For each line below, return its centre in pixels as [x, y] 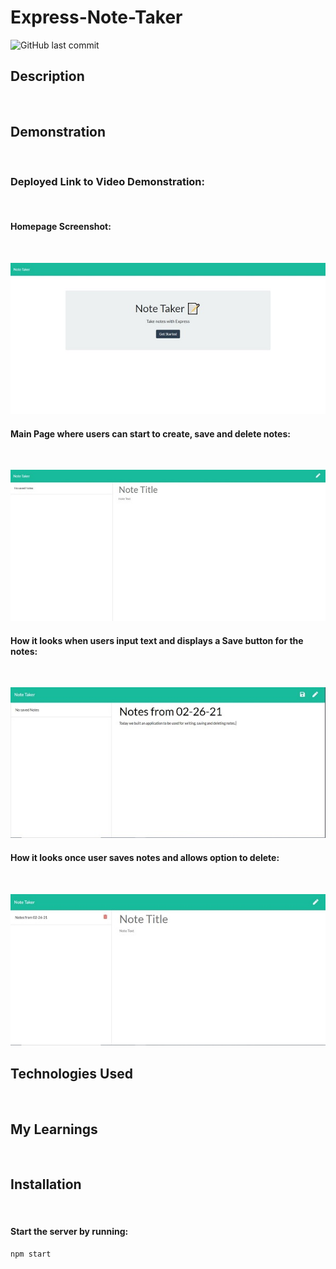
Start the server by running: [69, 1232]
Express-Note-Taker [96, 17]
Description [47, 76]
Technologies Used [71, 1073]
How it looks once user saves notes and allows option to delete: [145, 857]
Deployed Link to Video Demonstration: [108, 182]
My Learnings [54, 1129]
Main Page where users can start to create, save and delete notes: [150, 433]
